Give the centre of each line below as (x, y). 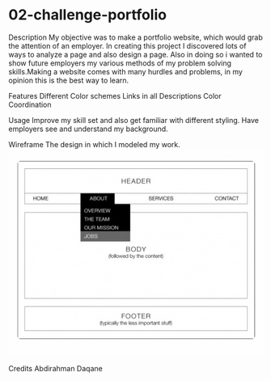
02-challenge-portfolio (88, 15)
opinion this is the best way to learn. (69, 80)
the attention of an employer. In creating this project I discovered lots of (127, 45)
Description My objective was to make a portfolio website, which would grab (135, 37)
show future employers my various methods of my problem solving (120, 63)
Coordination (30, 104)
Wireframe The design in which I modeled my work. (94, 144)
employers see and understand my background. (88, 129)
